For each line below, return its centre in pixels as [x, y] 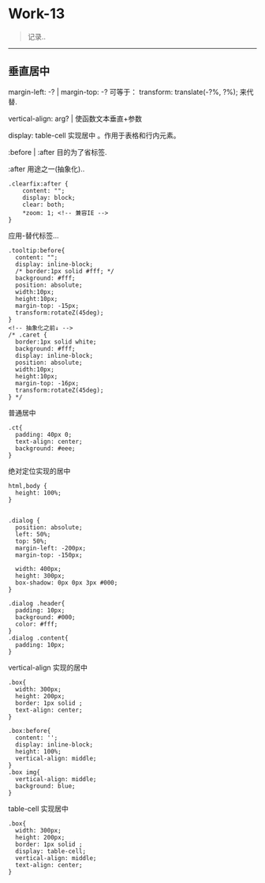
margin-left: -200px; [51, 548]
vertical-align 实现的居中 [48, 667]
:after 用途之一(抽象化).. [47, 169]
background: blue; [46, 786]
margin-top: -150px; [49, 555]
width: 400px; [38, 569]
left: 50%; [33, 534]
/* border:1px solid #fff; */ [65, 271]
